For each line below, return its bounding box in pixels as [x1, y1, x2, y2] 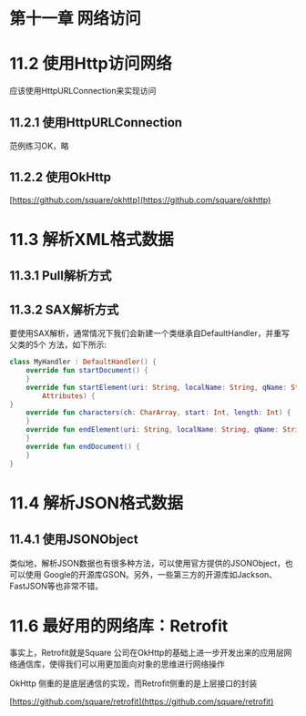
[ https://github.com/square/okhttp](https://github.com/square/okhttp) [9, 194, 271, 205]
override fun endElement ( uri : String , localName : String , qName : [25, 425, 280, 435]
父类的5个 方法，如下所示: [9, 339, 107, 351]
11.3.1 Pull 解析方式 [9, 268, 112, 283]
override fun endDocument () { [25, 442, 141, 451]
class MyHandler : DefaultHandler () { [9, 357, 157, 367]
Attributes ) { [42, 391, 96, 401]
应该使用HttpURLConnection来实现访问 [9, 86, 157, 97]
